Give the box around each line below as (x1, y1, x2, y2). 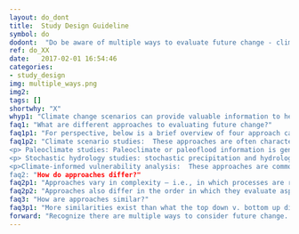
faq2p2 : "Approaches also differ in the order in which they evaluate (9, 187, 277, 196)
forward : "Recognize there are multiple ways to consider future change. (9, 211, 289, 221)
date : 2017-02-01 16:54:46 (9, 54, 117, 63)
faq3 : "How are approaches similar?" (9, 195, 149, 205)
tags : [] (9, 95, 42, 105)
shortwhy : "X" (9, 104, 62, 113)
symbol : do (9, 29, 50, 38)
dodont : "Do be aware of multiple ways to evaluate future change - (9, 37, 273, 47)
